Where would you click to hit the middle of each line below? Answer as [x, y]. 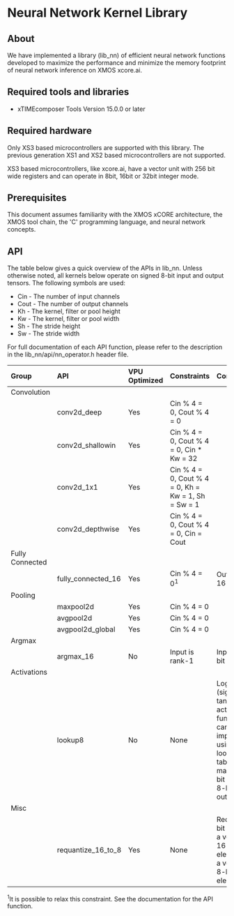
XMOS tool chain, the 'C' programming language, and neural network [106, 222]
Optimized [146, 380]
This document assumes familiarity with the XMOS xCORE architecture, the [115, 215]
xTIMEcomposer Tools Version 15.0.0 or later [81, 109]
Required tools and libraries [68, 92]
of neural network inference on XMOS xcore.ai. [75, 70]
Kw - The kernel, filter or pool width [68, 319]
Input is [182, 652]
